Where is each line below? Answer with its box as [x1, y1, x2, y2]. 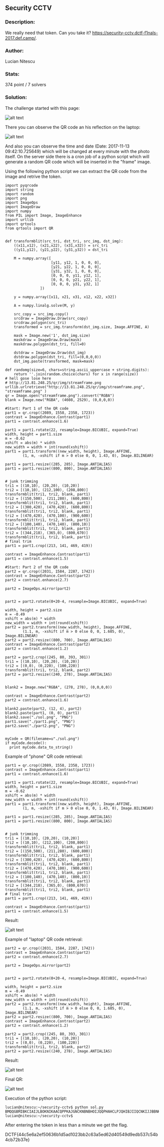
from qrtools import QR [5, 225, 54, 231]
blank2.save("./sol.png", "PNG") [5, 715, 73, 720]
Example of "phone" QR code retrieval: [5, 753, 83, 759]
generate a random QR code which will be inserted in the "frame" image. [5, 159, 151, 165]
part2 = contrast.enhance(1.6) [5, 698, 69, 702]
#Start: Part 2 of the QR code [5, 565, 69, 570]
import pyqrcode [5, 183, 38, 188]
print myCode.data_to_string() [9, 745, 73, 749]
